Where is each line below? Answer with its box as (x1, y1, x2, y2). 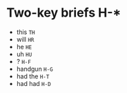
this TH (16, 28, 35, 36)
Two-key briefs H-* (6, 5, 121, 21)
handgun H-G (16, 65, 53, 73)
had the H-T (16, 71, 50, 81)
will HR (16, 35, 35, 43)
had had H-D (16, 79, 51, 87)
